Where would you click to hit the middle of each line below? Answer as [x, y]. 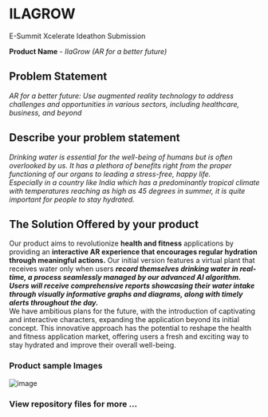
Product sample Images [56, 366]
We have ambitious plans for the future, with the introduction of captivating [132, 311]
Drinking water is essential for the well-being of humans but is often [121, 157]
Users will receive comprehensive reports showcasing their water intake [132, 286]
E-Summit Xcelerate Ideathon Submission [77, 36]
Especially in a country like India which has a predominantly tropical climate [134, 182]
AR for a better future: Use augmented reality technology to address [122, 96]
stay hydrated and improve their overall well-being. [93, 345]
